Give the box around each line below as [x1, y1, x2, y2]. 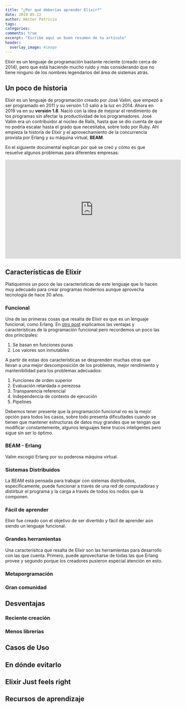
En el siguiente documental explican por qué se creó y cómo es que [5, 144, 145, 150]
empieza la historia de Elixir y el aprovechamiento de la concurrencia [5, 129, 147, 135]
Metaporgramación [5, 570, 54, 577]
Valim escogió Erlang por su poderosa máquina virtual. [5, 453, 118, 459]
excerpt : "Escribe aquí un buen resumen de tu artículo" [5, 36, 127, 41]
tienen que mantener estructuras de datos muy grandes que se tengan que [5, 419, 160, 425]
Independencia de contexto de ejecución [12, 393, 97, 399]
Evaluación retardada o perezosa [12, 382, 81, 388]
